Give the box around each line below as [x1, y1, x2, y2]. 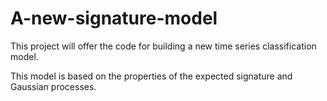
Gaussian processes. [10, 80, 97, 92]
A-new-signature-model [10, 7, 218, 30]
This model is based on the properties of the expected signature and [10, 70, 293, 82]
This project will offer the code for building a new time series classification [10, 40, 317, 52]
